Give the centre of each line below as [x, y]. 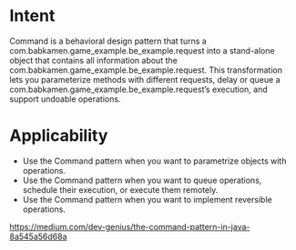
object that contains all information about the [93, 60]
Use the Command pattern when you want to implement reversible [147, 199]
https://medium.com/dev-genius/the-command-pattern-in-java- [130, 226]
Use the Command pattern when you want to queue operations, [142, 180]
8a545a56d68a [38, 236]
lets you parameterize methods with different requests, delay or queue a [145, 79]
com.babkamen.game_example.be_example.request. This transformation [146, 70]
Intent [32, 16]
